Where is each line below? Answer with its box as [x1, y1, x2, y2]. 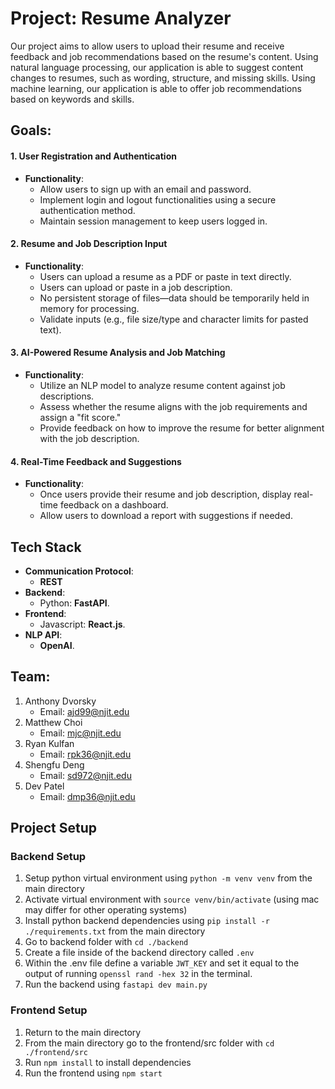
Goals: [10, 122, 52, 139]
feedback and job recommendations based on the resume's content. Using [10, 50, 319, 62]
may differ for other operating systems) [24, 904, 188, 916]
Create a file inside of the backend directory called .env [24, 947, 255, 959]
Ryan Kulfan [24, 737, 75, 749]
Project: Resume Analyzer [10, 7, 232, 30]
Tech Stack [10, 538, 82, 556]
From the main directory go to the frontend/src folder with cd [24, 1037, 275, 1049]
